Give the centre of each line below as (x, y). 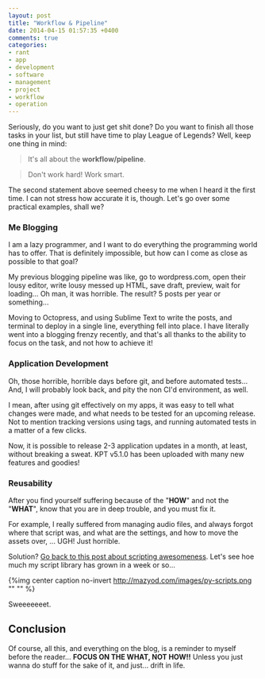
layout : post (30, 15)
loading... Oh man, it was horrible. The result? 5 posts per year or (115, 294)
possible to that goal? (43, 262)
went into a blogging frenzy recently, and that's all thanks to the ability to (127, 335)
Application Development (58, 364)
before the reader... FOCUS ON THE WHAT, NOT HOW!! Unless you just (126, 657)
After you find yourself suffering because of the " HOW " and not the (119, 501)
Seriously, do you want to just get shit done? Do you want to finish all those (131, 127)
